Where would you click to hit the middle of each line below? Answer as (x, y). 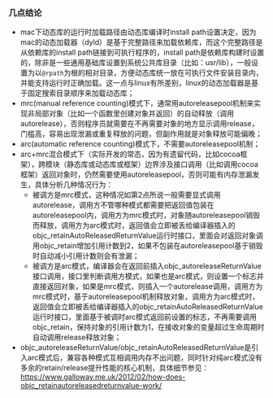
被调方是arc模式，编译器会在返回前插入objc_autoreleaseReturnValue (147, 266)
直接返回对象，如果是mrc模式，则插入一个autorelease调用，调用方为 (147, 286)
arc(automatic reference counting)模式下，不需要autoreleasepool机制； (140, 144)
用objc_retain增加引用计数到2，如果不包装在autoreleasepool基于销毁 (147, 246)
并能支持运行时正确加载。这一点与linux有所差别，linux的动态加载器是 (136, 83)
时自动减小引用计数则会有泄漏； (86, 256)
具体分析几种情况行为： (74, 185)
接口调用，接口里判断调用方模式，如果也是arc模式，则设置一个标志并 (148, 276)
